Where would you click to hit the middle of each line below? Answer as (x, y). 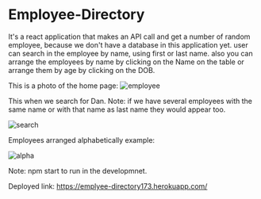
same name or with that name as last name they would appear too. (117, 109)
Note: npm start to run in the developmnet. (78, 170)
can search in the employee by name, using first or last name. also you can (130, 53)
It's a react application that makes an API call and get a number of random (129, 36)
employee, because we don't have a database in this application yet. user (128, 44)
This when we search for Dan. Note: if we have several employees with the (130, 101)
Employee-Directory (77, 15)
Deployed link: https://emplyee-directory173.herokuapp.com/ (108, 186)
